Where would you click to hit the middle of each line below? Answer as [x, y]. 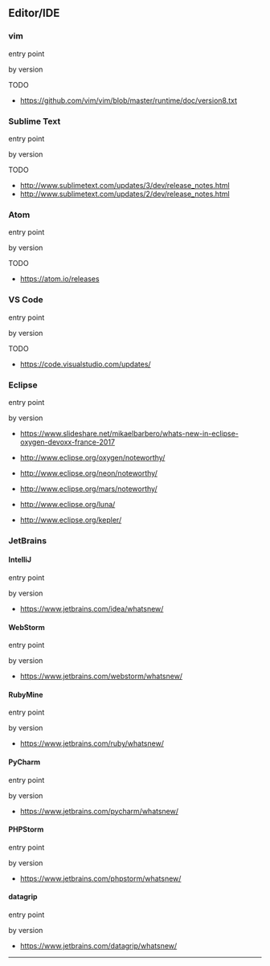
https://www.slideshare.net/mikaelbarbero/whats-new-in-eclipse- [129, 433]
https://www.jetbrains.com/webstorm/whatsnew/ [101, 676]
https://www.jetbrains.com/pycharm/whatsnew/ [99, 811]
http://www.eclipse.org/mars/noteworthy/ [89, 489]
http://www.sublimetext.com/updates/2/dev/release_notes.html [125, 194]
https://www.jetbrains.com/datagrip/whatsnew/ [98, 946]
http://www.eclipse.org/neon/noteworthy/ [89, 473]
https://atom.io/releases [59, 279]
